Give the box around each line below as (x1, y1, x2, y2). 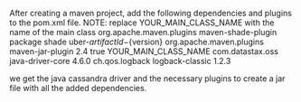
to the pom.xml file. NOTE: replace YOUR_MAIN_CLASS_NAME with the (9, 17, 275, 28)
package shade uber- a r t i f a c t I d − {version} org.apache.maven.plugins (9, 36, 265, 47)
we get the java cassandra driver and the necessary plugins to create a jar (9, 73, 286, 84)
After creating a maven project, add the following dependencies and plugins (9, 8, 292, 18)
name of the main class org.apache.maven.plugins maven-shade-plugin (9, 27, 277, 37)
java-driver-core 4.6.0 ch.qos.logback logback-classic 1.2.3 (9, 56, 231, 66)
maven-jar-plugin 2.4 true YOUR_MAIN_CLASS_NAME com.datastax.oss (9, 46, 278, 57)
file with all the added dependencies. (9, 83, 147, 93)
